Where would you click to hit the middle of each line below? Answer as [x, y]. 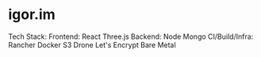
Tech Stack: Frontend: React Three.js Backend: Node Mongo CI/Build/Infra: [131, 36]
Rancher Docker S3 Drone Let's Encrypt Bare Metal [92, 44]
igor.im [32, 15]
